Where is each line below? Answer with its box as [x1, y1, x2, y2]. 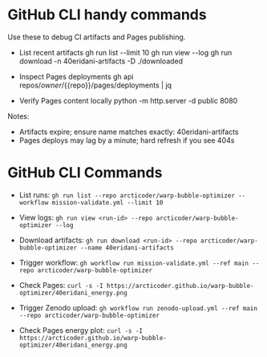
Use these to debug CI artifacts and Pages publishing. [7, 32, 186, 42]
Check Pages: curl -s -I [18, 280, 103, 290]
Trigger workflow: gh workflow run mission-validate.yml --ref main [18, 258, 249, 267]
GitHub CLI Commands [7, 164, 163, 182]
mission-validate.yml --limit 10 [51, 198, 164, 206]
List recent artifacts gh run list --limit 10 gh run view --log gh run [18, 47, 233, 57]
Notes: [7, 111, 30, 121]
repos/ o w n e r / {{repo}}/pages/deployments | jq [18, 80, 172, 90]
